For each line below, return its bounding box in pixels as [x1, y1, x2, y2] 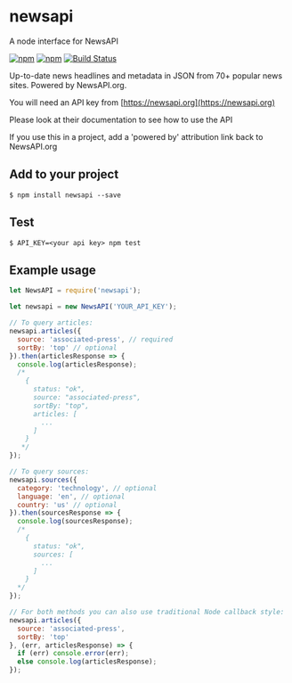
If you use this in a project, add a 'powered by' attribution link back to [9, 131, 264, 142]
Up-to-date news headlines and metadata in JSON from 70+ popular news [9, 70, 283, 81]
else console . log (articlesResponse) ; [17, 657, 158, 666]
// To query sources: [9, 467, 90, 476]
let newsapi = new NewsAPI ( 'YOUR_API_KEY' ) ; [9, 302, 177, 311]
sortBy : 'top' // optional [17, 343, 118, 352]
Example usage [9, 262, 96, 277]
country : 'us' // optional [17, 500, 118, 509]
